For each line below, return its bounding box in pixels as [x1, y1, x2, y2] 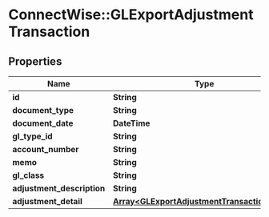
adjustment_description [12, 183, 106, 194]
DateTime [113, 118, 151, 129]
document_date [12, 118, 74, 129]
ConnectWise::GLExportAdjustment [8, 6, 254, 24]
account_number [12, 144, 79, 155]
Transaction [8, 22, 90, 41]
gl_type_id [12, 131, 54, 142]
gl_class [12, 170, 45, 181]
